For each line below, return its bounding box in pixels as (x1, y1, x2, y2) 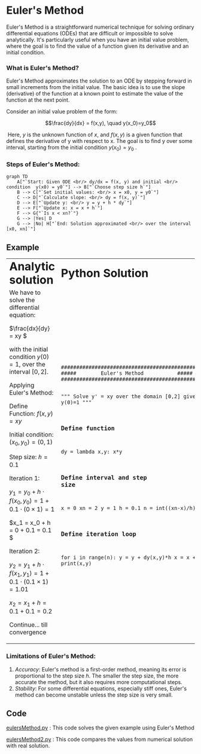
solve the (9, 296, 35, 304)
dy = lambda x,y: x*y (60, 448, 123, 455)
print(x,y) (60, 560, 92, 567)
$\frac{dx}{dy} (9, 324, 50, 332)
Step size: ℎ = (9, 453, 48, 461)
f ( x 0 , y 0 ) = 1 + (9, 496, 50, 506)
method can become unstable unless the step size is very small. (14, 691, 173, 698)
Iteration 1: (9, 474, 40, 483)
